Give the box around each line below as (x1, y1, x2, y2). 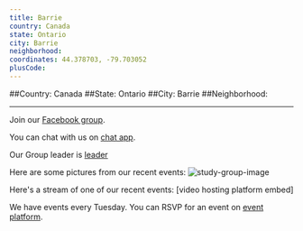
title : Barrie (9, 13, 63, 23)
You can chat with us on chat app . (9, 132, 136, 143)
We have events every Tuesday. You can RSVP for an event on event (9, 201, 264, 212)
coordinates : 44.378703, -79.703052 (9, 55, 147, 64)
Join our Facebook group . (9, 114, 106, 125)
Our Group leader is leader (9, 149, 108, 160)
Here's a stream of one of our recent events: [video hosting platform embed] (9, 184, 294, 195)
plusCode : (9, 64, 47, 73)
